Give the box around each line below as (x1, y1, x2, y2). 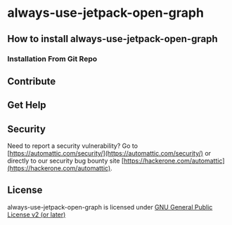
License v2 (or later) (7, 210, 66, 219)
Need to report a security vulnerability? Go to (7, 142, 138, 150)
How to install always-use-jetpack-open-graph (7, 33, 218, 45)
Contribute (7, 75, 56, 87)
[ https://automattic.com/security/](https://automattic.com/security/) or (7, 149, 212, 158)
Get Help (7, 100, 47, 111)
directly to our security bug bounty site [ (7, 156, 124, 165)
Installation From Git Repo (7, 54, 97, 64)
